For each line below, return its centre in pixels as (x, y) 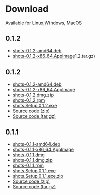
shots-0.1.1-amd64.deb (36, 144)
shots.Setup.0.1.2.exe (35, 105)
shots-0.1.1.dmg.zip (32, 160)
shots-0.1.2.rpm (29, 100)
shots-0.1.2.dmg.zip (33, 95)
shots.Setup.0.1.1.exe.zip (38, 176)
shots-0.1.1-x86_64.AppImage (43, 150)
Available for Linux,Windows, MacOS (44, 23)
